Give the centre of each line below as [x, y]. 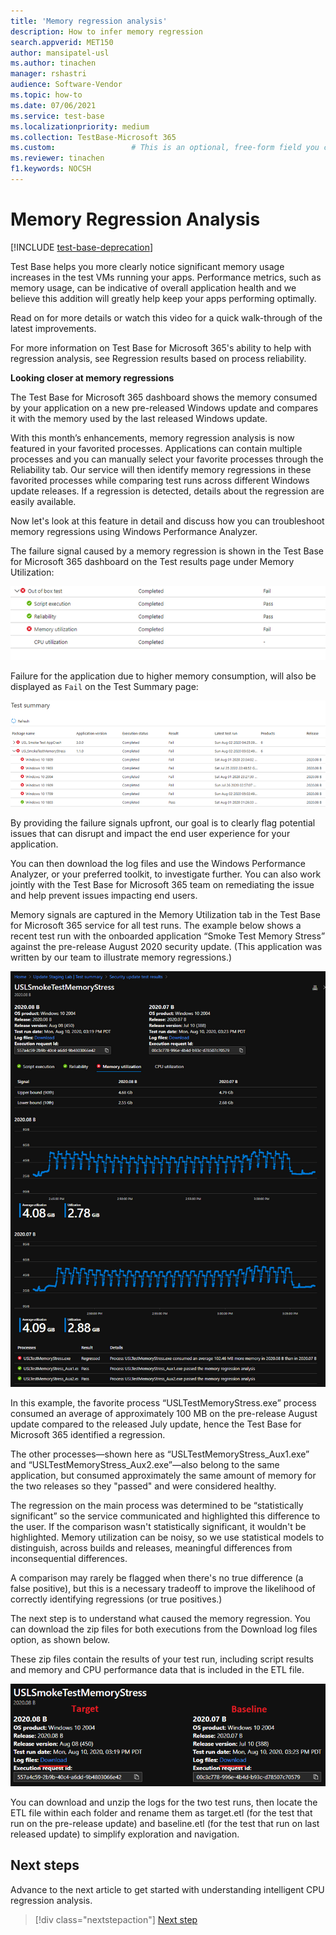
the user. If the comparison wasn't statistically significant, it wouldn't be [158, 1527]
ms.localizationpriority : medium [80, 126]
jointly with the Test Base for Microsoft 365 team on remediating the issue [162, 885]
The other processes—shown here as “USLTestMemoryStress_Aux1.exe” [160, 1454]
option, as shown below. [60, 1640]
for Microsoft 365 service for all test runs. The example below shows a [156, 926]
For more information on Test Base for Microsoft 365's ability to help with [161, 347]
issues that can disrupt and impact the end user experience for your [150, 834]
